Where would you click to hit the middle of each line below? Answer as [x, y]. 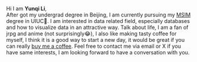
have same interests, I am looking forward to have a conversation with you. [98, 52]
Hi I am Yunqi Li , [26, 9]
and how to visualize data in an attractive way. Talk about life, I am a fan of [97, 27]
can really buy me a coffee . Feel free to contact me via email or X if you [94, 46]
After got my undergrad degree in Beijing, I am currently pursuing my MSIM [98, 15]
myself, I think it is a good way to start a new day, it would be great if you [96, 40]
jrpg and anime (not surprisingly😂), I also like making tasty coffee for [91, 34]
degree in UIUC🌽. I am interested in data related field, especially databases [98, 21]
